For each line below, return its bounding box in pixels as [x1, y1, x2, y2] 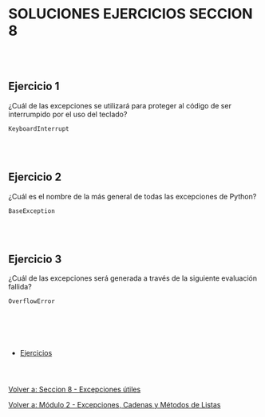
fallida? [8, 282, 32, 292]
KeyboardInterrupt [8, 124, 69, 132]
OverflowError [8, 297, 56, 305]
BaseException [8, 207, 56, 215]
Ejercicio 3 [8, 252, 62, 266]
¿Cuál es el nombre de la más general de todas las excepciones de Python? [8, 191, 257, 201]
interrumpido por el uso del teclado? [8, 109, 128, 119]
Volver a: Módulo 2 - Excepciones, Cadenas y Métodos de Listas [8, 399, 221, 409]
